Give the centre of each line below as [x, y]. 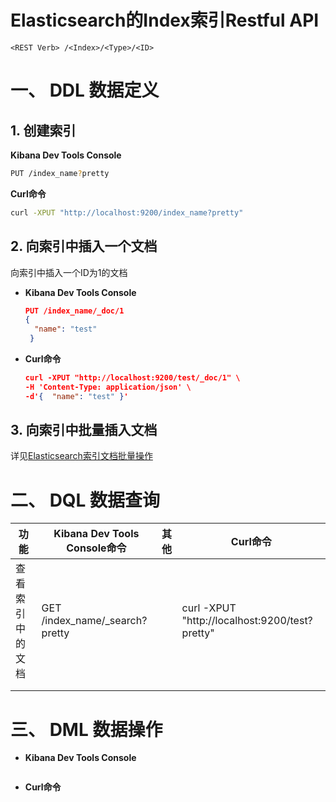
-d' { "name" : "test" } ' [76, 396]
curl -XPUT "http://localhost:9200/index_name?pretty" [127, 212]
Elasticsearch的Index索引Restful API [165, 20]
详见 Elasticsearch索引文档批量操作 [81, 456]
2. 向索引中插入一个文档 [84, 246]
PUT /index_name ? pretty [60, 173]
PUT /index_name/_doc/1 [74, 311]
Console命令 [96, 548]
